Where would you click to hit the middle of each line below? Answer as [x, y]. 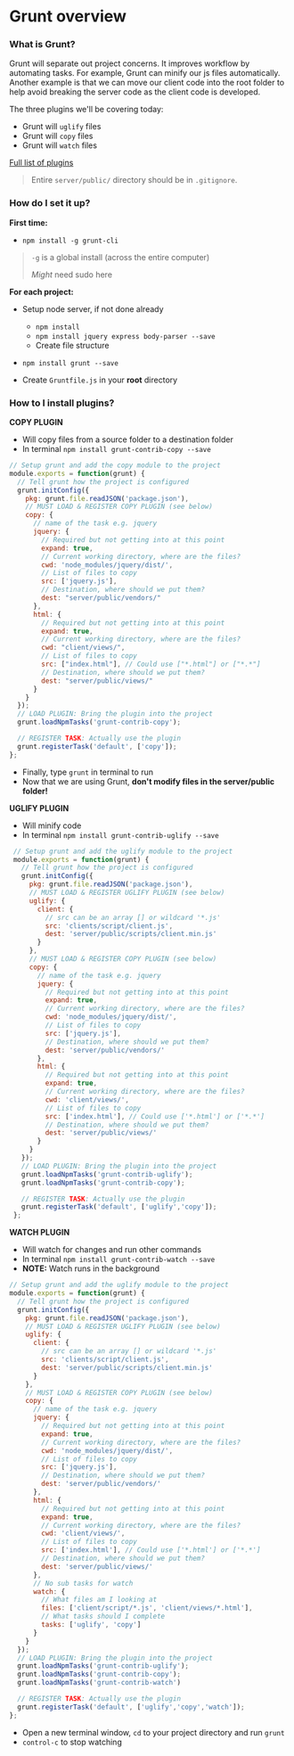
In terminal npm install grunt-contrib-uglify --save [121, 834]
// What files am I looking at [99, 1600]
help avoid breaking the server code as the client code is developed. [135, 92]
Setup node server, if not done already [93, 308]
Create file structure [72, 345]
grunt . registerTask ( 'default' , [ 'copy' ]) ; [97, 746]
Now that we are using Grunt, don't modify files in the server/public [148, 781]
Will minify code [52, 825]
